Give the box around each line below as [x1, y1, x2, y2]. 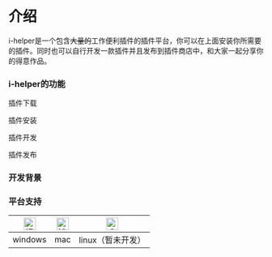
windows [12, 234, 47, 246]
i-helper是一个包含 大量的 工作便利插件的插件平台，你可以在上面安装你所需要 [8, 36, 261, 45]
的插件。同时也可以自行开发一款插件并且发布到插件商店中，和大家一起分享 [8, 45, 257, 55]
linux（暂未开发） [79, 234, 146, 246]
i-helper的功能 [8, 78, 66, 89]
